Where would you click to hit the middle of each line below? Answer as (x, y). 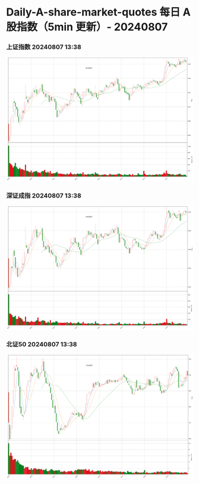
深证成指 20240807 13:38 (44, 195)
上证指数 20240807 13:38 (44, 47)
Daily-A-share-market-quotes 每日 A (99, 12)
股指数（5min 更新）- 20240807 (87, 27)
